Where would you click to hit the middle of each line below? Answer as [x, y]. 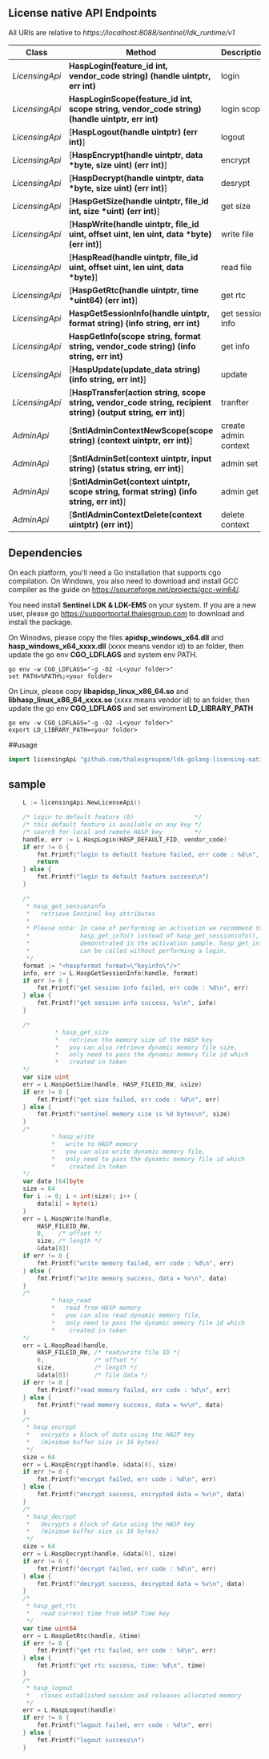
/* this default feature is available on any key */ [112, 825]
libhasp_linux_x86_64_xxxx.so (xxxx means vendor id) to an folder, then [129, 700]
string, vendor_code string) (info [132, 346]
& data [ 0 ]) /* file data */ [93, 1375]
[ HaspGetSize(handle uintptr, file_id [139, 201]
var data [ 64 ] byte [53, 1181]
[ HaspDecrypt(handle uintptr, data [137, 178]
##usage [23, 744]
